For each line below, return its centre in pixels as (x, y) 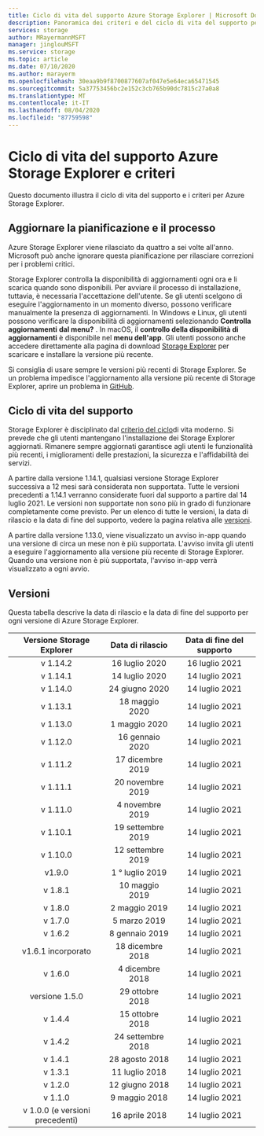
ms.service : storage (42, 52)
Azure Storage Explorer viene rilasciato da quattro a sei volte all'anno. (121, 247)
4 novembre (139, 805)
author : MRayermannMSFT (47, 37)
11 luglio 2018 (139, 1072)
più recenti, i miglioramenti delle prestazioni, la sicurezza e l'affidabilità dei (128, 455)
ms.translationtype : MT (47, 96)
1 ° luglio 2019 (139, 873)
